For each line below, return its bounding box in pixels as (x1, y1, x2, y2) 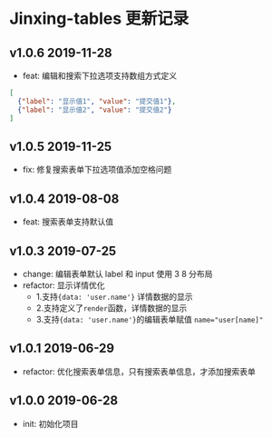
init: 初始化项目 (22, 418, 79, 429)
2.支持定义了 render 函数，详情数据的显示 (35, 302, 188, 314)
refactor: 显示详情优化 (22, 279, 105, 291)
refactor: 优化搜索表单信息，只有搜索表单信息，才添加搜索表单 (22, 365, 256, 377)
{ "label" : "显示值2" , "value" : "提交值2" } (17, 105, 172, 114)
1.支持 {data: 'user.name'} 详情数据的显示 (35, 291, 193, 302)
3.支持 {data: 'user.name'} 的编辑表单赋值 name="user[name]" (35, 314, 264, 324)
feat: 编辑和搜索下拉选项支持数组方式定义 (22, 70, 178, 81)
